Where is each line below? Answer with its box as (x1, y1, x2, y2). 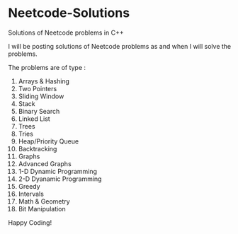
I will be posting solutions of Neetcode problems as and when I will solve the (8, 42, 232, 50)
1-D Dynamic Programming (18, 167, 98, 175)
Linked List (18, 115, 50, 123)
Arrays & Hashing (18, 76, 70, 86)
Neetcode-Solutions (8, 5, 130, 21)
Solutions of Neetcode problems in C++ (8, 28, 124, 37)
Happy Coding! (8, 218, 52, 227)
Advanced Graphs (18, 159, 72, 168)
